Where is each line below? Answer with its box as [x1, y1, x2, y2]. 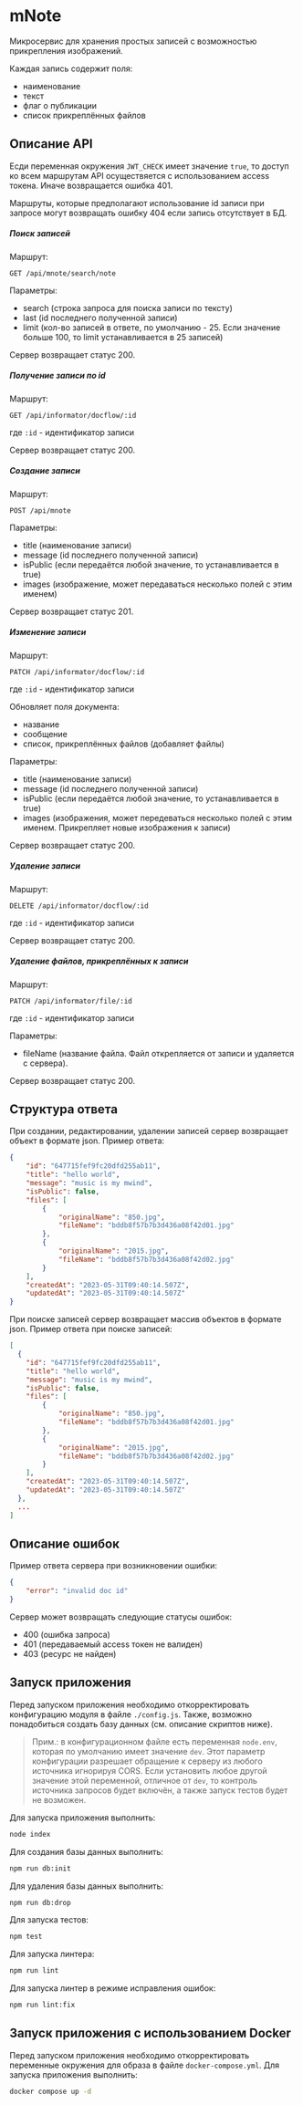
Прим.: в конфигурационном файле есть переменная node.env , [31, 1735, 278, 1747]
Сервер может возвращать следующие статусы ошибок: [9, 1611, 233, 1622]
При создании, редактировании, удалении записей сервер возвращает [9, 1126, 289, 1137]
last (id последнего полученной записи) [22, 312, 178, 323]
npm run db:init [9, 1863, 71, 1873]
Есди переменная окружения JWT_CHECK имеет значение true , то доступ [9, 161, 289, 172]
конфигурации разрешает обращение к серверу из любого [31, 1756, 263, 1766]
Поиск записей [9, 228, 71, 239]
